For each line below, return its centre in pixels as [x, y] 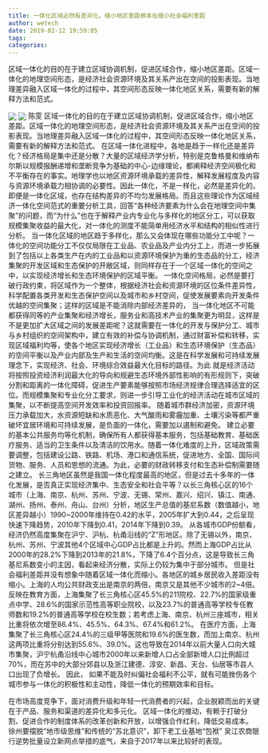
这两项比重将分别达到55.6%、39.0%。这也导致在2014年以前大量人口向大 [128, 645]
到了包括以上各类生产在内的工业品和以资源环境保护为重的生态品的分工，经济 [134, 255]
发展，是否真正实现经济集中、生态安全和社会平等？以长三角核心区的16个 [134, 485]
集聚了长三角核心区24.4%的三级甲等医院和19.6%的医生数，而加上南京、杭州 [134, 634]
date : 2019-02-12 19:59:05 [53, 30]
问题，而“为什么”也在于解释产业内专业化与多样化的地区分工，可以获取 [140, 215]
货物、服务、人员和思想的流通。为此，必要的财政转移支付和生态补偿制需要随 [134, 465]
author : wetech [33, 23]
